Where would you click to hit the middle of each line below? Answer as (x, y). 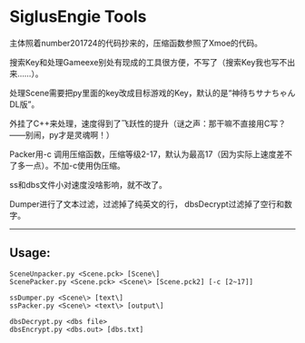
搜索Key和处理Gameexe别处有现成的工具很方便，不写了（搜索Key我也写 (144, 62)
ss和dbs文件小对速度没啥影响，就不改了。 (89, 184)
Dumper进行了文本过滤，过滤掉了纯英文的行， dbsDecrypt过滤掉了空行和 (147, 204)
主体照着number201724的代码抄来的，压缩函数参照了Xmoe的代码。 (136, 43)
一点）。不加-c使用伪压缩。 (75, 165)
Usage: (30, 253)
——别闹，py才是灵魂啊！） (62, 134)
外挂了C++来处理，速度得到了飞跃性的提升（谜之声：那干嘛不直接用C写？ (148, 123)
